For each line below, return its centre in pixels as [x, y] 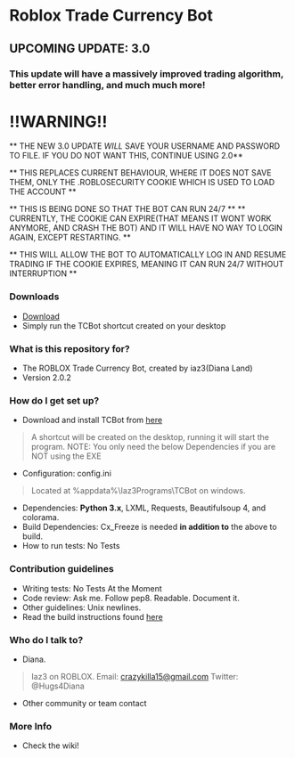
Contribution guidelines [61, 569]
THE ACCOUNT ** [43, 192]
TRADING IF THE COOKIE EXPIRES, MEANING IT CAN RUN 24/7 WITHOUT [147, 265]
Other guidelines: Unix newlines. [82, 607]
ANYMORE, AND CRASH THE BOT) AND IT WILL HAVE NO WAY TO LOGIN [146, 228]
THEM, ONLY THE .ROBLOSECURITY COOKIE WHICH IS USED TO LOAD [142, 183]
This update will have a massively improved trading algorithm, [146, 74]
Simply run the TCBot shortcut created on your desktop [124, 325]
